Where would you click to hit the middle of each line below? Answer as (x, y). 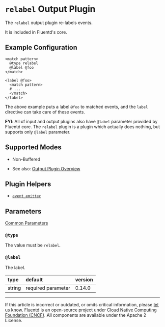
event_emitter (27, 196)
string (14, 288)
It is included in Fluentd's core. (36, 32)
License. (14, 320)
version (84, 279)
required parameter (48, 288)
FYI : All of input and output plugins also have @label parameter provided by (82, 121)
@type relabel (24, 63)
